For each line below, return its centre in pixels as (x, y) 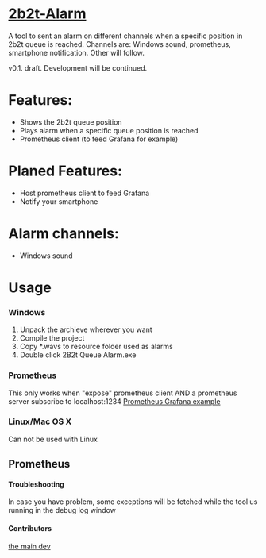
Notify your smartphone (59, 201)
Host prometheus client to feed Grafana (85, 193)
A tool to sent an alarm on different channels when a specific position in (125, 36)
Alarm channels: (64, 233)
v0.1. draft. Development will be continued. (78, 67)
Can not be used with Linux (53, 439)
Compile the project (52, 338)
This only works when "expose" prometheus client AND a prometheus (123, 393)
